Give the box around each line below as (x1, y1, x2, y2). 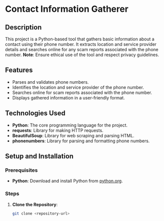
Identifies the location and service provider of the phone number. (12, 84, 144, 90)
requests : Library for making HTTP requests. (12, 127, 104, 133)
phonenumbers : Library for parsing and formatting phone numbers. (12, 138, 150, 144)
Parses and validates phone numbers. (12, 79, 89, 85)
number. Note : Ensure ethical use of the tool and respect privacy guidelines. (5, 52, 160, 58)
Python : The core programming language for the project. (12, 122, 128, 128)
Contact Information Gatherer (5, 3, 129, 15)
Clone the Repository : (12, 201, 58, 207)
